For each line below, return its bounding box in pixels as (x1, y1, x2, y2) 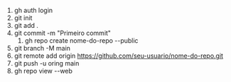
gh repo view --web (14, 67, 73, 75)
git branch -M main (14, 44, 71, 52)
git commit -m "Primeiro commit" (14, 29, 112, 37)
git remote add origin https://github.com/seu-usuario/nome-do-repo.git (14, 51, 224, 60)
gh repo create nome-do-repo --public (24, 36, 139, 45)
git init (14, 14, 33, 22)
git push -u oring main (14, 59, 80, 67)
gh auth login (14, 6, 53, 14)
